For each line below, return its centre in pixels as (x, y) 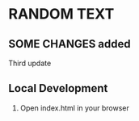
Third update (30, 63)
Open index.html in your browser (74, 108)
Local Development (58, 88)
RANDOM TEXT (61, 14)
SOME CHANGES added (69, 44)
